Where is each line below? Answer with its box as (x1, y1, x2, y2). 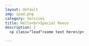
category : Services (5, 16, 45, 21)
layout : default (5, 7, 38, 12)
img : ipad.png (5, 12, 34, 16)
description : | (5, 25, 36, 30)
